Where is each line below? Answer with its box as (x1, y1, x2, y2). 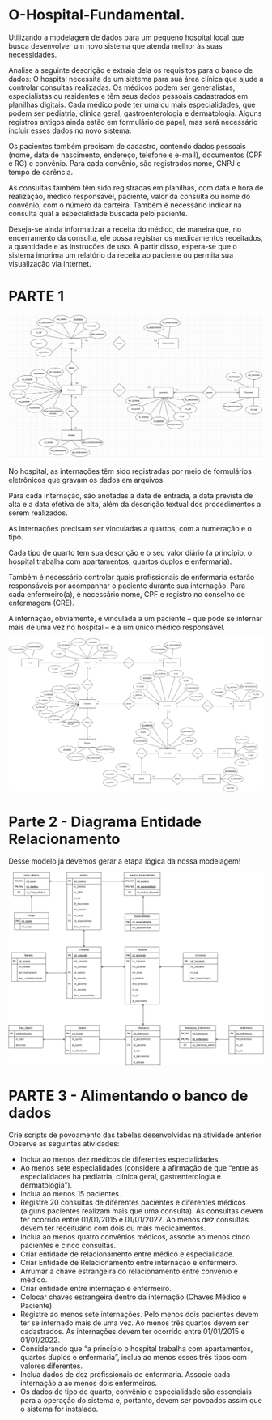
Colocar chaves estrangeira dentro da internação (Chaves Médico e (19, 1292, 247, 1302)
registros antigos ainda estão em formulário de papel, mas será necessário (8, 117, 258, 126)
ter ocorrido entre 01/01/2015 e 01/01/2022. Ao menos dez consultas (19, 1215, 249, 1225)
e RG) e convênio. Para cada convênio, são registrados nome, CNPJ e (8, 158, 241, 168)
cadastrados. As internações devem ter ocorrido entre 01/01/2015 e (19, 1327, 245, 1337)
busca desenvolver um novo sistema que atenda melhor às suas (8, 41, 223, 50)
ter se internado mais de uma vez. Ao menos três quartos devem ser (19, 1318, 249, 1328)
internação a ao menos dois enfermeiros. (19, 1379, 158, 1388)
